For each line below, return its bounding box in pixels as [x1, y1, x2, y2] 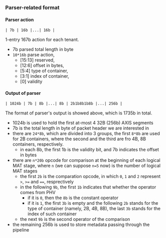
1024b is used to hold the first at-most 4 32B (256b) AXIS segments [12, 120, 153, 126]
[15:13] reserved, [20, 57, 55, 63]
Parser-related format [5, 4, 60, 11]
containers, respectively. [12, 141, 64, 147]
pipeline [12, 227, 29, 233]
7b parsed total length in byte [12, 46, 74, 52]
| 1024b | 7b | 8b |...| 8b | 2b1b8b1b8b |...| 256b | [5, 101, 123, 106]
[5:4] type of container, [20, 68, 68, 74]
